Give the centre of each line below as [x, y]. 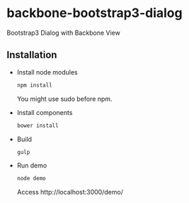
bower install [38, 126]
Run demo [32, 165]
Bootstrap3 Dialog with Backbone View [64, 33]
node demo [31, 179]
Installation [32, 55]
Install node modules [47, 72]
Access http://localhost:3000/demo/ [70, 192]
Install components [45, 112]
